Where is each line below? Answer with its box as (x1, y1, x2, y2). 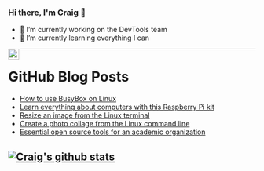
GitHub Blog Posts (8, 68, 130, 85)
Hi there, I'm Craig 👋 (8, 7, 86, 18)
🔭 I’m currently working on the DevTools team (19, 25, 167, 35)
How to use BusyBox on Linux (19, 94, 116, 104)
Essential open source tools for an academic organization (19, 127, 206, 136)
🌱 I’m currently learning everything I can (19, 33, 150, 42)
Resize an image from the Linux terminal (19, 111, 150, 120)
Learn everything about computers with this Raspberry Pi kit (19, 102, 214, 112)
